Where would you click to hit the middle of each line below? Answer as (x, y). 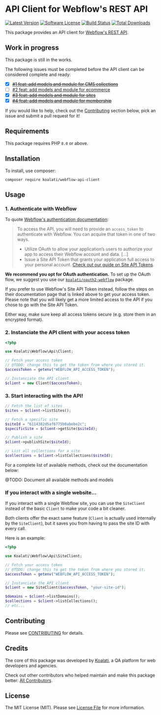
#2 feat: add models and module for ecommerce (61, 89)
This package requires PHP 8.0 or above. (47, 143)
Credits (17, 649)
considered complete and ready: (38, 74)
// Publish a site (24, 437)
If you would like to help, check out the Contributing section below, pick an (80, 110)
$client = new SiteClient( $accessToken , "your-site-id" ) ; (66, 588)
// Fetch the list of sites (34, 406)
